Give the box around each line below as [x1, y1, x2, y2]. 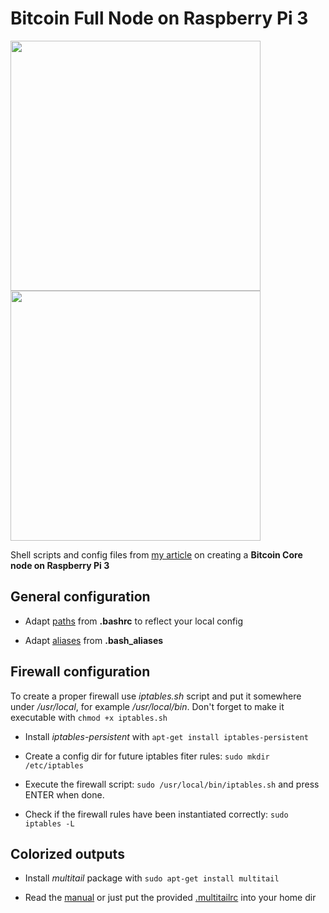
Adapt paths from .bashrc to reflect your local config [24, 615, 244, 627]
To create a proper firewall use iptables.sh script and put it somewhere [10, 690, 302, 702]
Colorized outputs [10, 845, 125, 862]
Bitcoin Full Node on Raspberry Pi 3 [10, 7, 309, 30]
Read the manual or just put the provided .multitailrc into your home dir [24, 892, 317, 904]
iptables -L [24, 818, 75, 829]
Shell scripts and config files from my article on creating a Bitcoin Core [10, 548, 303, 561]
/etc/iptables [24, 760, 84, 771]
